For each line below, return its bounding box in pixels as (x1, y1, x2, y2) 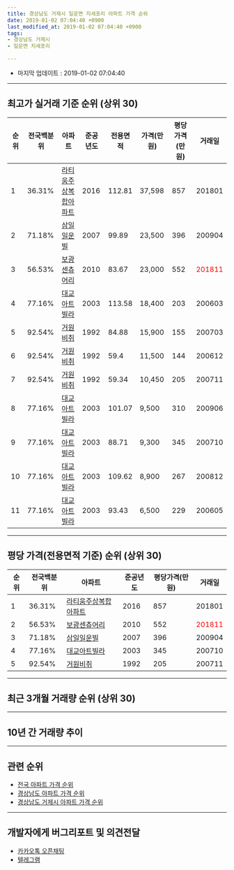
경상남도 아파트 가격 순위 (17, 789, 85, 797)
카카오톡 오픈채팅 (17, 846, 65, 855)
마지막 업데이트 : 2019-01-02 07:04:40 (17, 69, 125, 77)
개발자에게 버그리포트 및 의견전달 (7, 827, 141, 839)
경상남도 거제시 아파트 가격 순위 (17, 798, 103, 806)
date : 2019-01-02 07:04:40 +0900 (7, 17, 104, 24)
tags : (7, 29, 23, 37)
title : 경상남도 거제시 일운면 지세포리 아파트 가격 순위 (7, 10, 148, 17)
